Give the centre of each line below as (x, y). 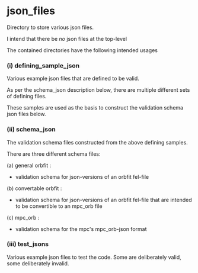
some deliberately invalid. (38, 263)
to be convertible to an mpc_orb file (59, 206)
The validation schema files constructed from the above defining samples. (98, 142)
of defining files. (27, 97)
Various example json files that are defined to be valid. (73, 79)
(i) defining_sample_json (43, 65)
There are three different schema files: (54, 154)
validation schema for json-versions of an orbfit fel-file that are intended (103, 200)
